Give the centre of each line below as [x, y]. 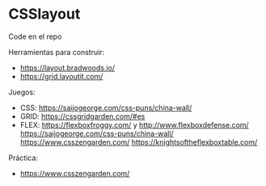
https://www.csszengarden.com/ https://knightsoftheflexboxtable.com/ [139, 142]
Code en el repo [35, 36]
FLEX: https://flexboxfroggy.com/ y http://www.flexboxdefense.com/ [134, 125]
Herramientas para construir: [57, 52]
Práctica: [23, 158]
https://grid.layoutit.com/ [61, 76]
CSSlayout [44, 14]
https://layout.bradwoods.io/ [68, 68]
